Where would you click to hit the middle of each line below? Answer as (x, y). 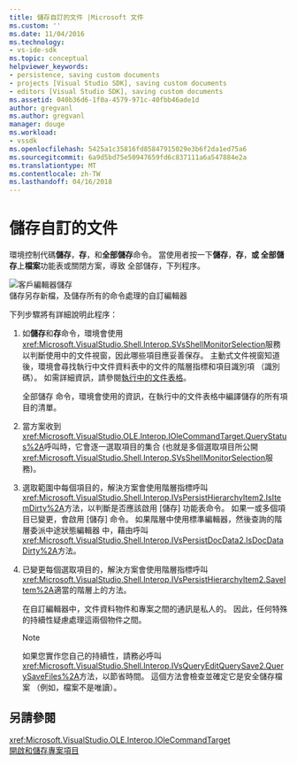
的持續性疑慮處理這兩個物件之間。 (84, 620)
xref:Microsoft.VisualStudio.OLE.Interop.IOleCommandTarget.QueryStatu (154, 436)
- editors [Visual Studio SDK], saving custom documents (116, 91)
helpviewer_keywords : (49, 67)
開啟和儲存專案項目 (44, 750)
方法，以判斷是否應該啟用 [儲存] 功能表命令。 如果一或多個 (171, 508)
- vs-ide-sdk (33, 50)
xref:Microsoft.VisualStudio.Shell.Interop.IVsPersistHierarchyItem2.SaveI (154, 580)
